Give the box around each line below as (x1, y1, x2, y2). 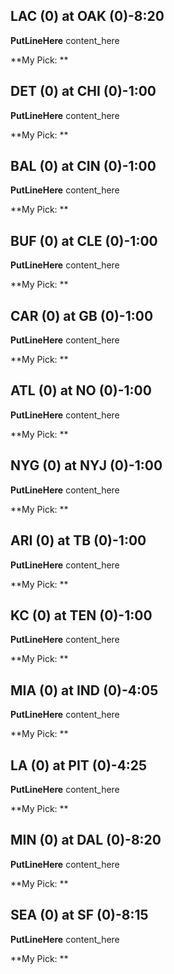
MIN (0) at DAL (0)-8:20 (10, 832, 162, 849)
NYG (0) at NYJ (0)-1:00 (10, 457, 163, 474)
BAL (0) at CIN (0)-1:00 (10, 158, 157, 175)
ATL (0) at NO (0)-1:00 (10, 382, 152, 399)
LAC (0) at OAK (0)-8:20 (10, 8, 165, 25)
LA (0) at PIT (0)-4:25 (10, 757, 148, 774)
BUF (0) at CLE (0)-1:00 (10, 232, 158, 249)
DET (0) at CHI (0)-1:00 (10, 83, 157, 100)
